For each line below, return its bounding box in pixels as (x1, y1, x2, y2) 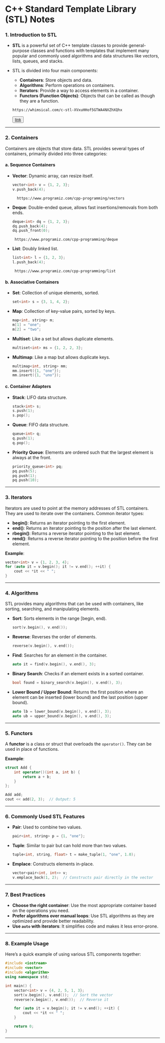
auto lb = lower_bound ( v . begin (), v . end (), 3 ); (12, 709, 112, 714)
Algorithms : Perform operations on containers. (19, 82, 115, 88)
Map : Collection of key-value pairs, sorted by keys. (12, 308, 116, 314)
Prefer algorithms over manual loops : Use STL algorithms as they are (12, 913, 154, 919)
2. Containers (5, 134, 38, 141)
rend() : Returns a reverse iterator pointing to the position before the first (12, 535, 159, 541)
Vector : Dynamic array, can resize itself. (12, 173, 94, 179)
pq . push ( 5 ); (12, 468, 37, 473)
